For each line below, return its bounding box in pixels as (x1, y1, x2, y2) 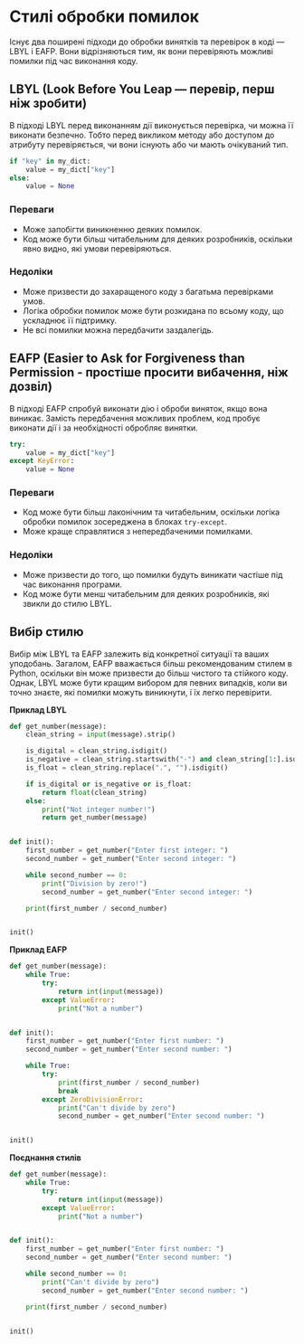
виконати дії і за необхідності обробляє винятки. (9, 422, 199, 433)
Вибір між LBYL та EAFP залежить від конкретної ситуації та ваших (9, 648, 270, 659)
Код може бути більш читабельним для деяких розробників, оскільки (22, 233, 292, 244)
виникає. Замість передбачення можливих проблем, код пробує (9, 412, 261, 423)
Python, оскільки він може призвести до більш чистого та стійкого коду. (9, 667, 289, 678)
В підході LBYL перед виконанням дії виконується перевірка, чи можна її (9, 119, 294, 130)
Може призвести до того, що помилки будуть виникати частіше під (22, 569, 283, 580)
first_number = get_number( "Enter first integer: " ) (25, 846, 229, 856)
